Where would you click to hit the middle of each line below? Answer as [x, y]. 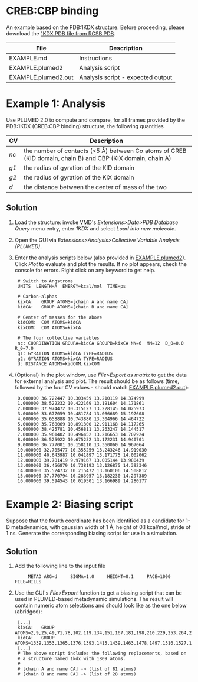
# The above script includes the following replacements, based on [102, 654]
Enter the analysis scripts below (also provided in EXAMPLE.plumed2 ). [100, 258]
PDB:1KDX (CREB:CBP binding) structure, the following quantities [85, 126]
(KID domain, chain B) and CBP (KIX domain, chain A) [97, 158]
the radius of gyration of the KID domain [79, 168]
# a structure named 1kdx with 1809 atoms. [72, 659]
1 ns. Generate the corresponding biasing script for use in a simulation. [92, 533]
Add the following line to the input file [60, 566]
